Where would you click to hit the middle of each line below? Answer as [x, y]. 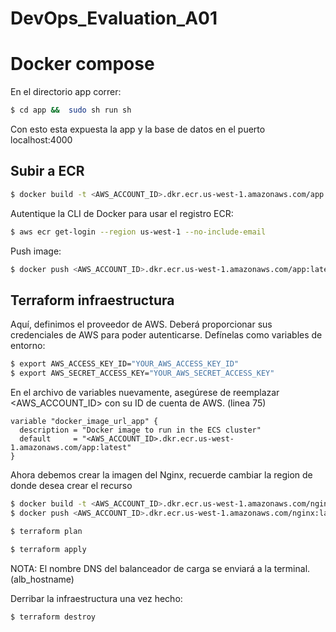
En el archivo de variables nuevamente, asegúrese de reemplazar [145, 392]
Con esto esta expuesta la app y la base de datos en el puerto [138, 129]
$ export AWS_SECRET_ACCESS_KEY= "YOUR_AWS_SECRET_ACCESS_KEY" [142, 373]
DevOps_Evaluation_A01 [114, 18]
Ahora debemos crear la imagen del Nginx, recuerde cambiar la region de [161, 475]
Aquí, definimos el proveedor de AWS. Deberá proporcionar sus [141, 324]
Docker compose [82, 64]
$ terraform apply [48, 549]
